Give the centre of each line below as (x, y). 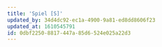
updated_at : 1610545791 (41, 26)
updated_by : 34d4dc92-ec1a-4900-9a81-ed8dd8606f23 (81, 20)
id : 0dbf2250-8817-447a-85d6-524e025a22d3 (69, 33)
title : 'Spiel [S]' (35, 13)
